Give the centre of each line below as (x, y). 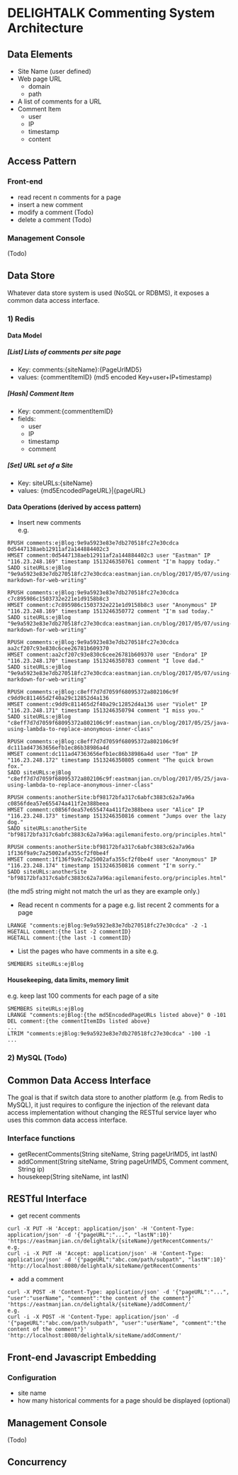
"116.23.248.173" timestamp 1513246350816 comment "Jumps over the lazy (117, 816)
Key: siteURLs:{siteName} (55, 483)
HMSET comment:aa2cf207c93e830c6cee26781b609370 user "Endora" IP (107, 655)
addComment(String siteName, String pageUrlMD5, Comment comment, (123, 1162)
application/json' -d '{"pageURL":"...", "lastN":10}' (90, 1235)
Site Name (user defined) (55, 71)
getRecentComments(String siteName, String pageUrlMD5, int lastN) (118, 1154)
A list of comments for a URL (59, 101)
